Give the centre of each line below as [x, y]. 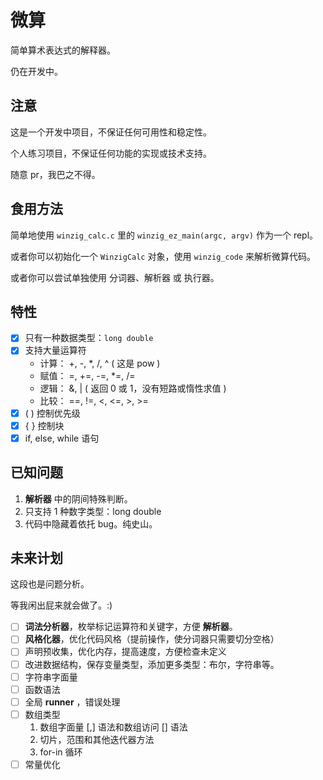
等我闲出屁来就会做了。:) [61, 605]
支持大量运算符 [55, 350]
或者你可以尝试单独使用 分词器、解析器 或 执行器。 [115, 277]
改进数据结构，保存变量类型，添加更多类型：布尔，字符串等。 [152, 664]
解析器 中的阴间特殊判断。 [78, 498]
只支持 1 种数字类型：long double [93, 511]
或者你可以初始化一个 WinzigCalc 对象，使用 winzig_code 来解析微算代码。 [163, 256]
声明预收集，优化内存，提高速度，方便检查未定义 [125, 652]
